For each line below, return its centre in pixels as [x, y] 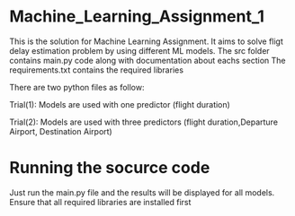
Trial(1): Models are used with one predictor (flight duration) [120, 104]
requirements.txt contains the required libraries [97, 70]
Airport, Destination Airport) [61, 131]
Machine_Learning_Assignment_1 [137, 17]
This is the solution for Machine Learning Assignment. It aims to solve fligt [146, 41]
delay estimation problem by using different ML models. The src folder [139, 50]
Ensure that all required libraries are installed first [100, 202]
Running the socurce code [110, 168]
